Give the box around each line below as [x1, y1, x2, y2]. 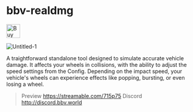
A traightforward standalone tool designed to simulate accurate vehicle [6, 54, 184, 61]
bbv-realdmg [6, 4, 74, 18]
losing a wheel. [6, 80, 44, 88]
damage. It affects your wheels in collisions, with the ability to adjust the [6, 61, 187, 68]
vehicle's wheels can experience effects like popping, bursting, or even [6, 74, 185, 81]
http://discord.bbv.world [21, 99, 82, 106]
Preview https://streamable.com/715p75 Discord [21, 92, 142, 99]
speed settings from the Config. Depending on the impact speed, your [6, 68, 183, 75]
